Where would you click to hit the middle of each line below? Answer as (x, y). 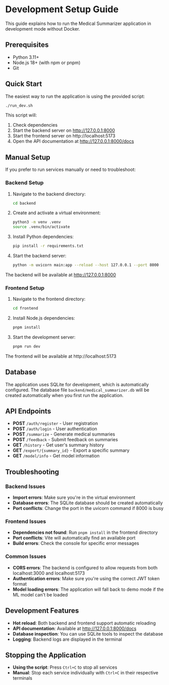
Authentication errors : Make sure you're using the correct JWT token (86, 578)
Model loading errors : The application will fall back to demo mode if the (88, 589)
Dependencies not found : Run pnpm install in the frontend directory (85, 532)
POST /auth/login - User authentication (55, 429)
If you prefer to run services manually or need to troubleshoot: (71, 169)
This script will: (21, 115)
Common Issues (26, 557)
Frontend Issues (26, 522)
